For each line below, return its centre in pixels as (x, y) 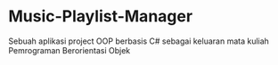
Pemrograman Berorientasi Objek (69, 50)
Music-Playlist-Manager (101, 16)
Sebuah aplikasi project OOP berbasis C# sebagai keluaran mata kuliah (139, 41)
